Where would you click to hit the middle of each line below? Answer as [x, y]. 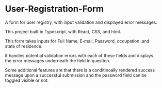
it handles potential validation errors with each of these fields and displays [79, 55]
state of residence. [24, 46]
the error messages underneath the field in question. [58, 60]
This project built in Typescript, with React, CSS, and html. [63, 31]
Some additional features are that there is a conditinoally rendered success [80, 70]
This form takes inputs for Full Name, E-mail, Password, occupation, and [77, 41]
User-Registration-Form [55, 9]
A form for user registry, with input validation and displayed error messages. [81, 22]
